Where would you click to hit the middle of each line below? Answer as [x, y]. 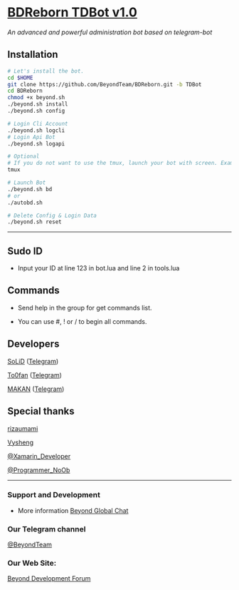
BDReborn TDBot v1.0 [72, 12]
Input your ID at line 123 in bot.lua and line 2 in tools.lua [99, 268]
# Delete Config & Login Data [52, 215]
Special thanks [41, 411]
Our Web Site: [32, 563]
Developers [33, 344]
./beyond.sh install [38, 104]
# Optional [23, 157]
